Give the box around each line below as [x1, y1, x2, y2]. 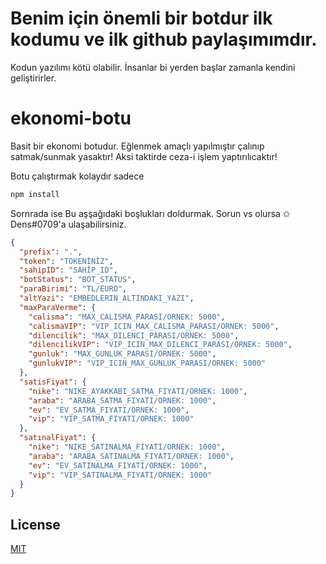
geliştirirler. [10, 72, 57, 84]
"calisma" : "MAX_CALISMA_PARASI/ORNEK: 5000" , [28, 312, 226, 322]
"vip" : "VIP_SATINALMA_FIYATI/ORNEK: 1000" [28, 470, 213, 480]
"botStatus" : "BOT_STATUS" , [19, 275, 137, 285]
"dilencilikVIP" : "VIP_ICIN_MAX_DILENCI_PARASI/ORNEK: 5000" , [28, 340, 293, 350]
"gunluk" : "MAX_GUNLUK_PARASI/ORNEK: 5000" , [28, 349, 217, 359]
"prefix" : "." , [19, 247, 83, 257]
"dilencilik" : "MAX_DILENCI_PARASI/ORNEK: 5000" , [28, 330, 240, 341]
